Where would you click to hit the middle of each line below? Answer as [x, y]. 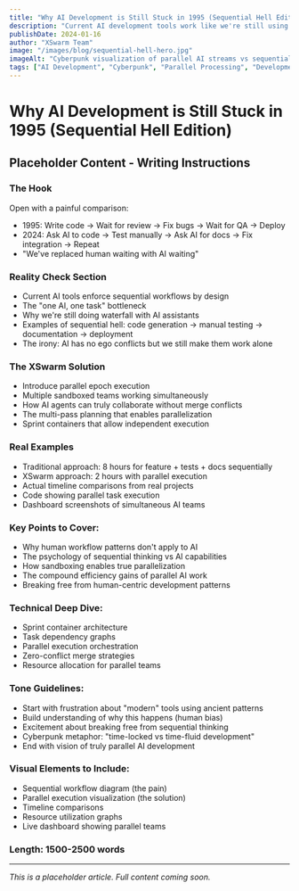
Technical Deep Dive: [56, 607]
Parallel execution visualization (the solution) [104, 797]
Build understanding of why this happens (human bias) [122, 717]
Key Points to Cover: [54, 527]
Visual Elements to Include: [69, 769]
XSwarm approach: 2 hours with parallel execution [114, 476]
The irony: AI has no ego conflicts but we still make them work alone [147, 343]
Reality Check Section [58, 276]
